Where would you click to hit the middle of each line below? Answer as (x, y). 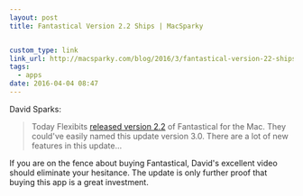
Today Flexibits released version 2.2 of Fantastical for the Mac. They (159, 126)
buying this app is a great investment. (79, 182)
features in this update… (77, 146)
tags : (19, 67)
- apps (30, 76)
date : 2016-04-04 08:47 (54, 84)
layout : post (34, 18)
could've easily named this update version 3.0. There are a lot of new (160, 136)
